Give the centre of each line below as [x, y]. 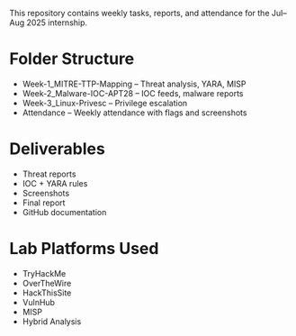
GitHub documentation [64, 212]
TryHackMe [44, 273]
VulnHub [39, 302]
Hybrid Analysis [52, 321]
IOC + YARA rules [55, 183]
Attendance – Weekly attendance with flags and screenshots [135, 113]
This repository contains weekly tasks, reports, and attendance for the [139, 13]
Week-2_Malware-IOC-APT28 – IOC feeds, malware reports [133, 93]
